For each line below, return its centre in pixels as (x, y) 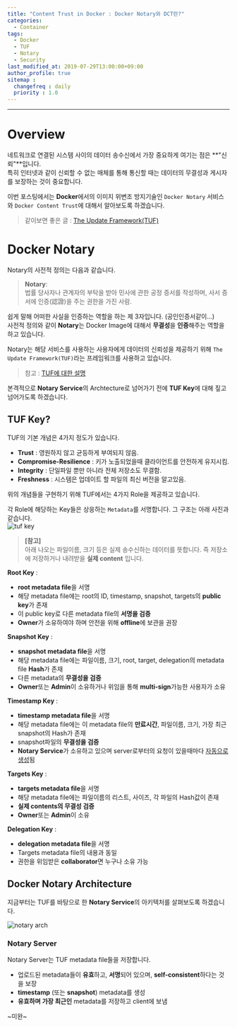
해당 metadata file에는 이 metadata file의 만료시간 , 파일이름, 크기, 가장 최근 (122, 724)
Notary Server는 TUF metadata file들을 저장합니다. (79, 959)
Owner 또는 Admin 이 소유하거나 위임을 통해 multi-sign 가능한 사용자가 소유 (121, 687)
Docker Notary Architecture (70, 884)
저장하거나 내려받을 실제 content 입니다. (88, 558)
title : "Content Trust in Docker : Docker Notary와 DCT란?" (96, 14)
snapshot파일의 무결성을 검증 (58, 742)
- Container (31, 27)
